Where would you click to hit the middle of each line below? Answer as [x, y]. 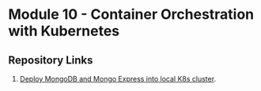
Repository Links [51, 60]
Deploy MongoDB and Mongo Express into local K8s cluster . [117, 79]
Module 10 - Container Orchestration [131, 15]
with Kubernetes [64, 31]
